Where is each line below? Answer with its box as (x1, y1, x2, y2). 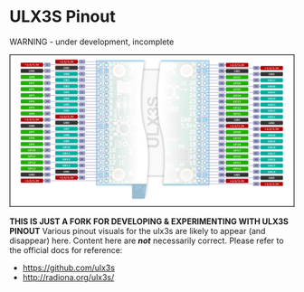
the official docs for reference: (9, 244, 123, 255)
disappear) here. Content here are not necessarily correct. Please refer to (9, 235, 284, 246)
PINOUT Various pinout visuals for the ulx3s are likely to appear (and (9, 225, 266, 236)
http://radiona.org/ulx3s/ (22, 271, 115, 282)
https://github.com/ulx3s (22, 262, 116, 273)
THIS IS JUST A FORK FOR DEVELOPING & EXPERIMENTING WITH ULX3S (9, 215, 290, 227)
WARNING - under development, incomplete (9, 36, 175, 47)
